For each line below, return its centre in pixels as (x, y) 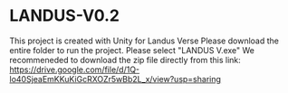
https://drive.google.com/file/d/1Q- (75, 70)
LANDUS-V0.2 (65, 16)
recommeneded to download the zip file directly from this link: (125, 60)
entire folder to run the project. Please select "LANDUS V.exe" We (132, 50)
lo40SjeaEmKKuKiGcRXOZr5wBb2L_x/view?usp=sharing (115, 79)
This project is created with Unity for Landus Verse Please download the (144, 41)
